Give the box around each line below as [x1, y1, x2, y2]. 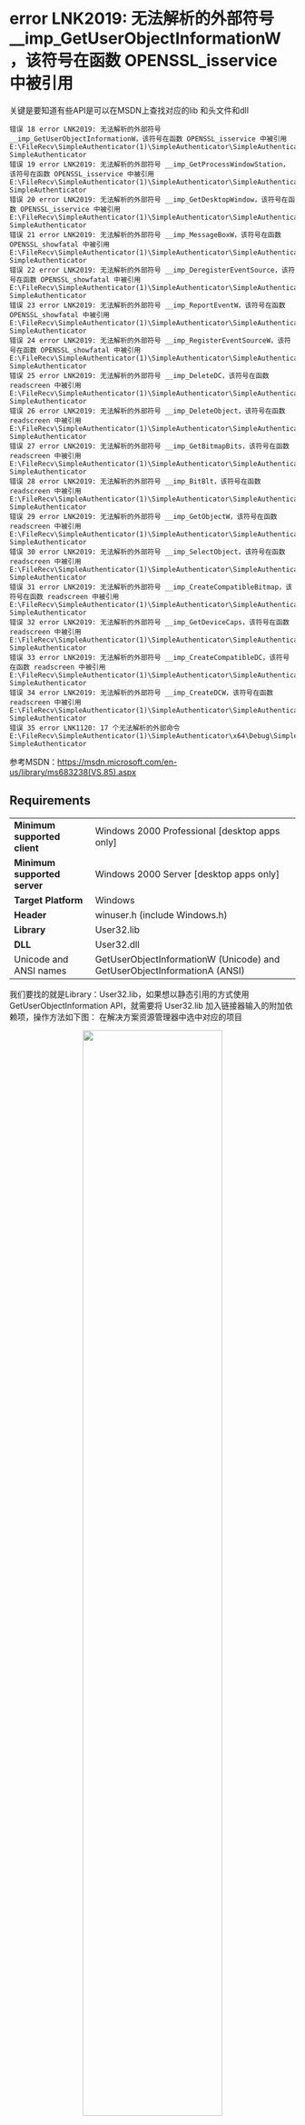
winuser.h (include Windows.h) [94, 908, 228, 921]
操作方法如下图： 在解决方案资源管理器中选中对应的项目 [33, 1011, 242, 1023]
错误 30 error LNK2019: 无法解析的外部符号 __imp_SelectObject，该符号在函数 [9, 547, 286, 556]
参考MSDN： [9, 756, 58, 767]
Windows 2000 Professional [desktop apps [94, 824, 280, 837]
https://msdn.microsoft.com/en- [57, 756, 178, 767]
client [14, 842, 39, 854]
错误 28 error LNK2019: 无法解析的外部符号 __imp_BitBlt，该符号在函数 [9, 476, 261, 486]
